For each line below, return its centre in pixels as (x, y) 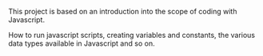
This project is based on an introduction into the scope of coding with (123, 11)
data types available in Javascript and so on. (82, 43)
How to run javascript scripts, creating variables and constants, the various (132, 35)
